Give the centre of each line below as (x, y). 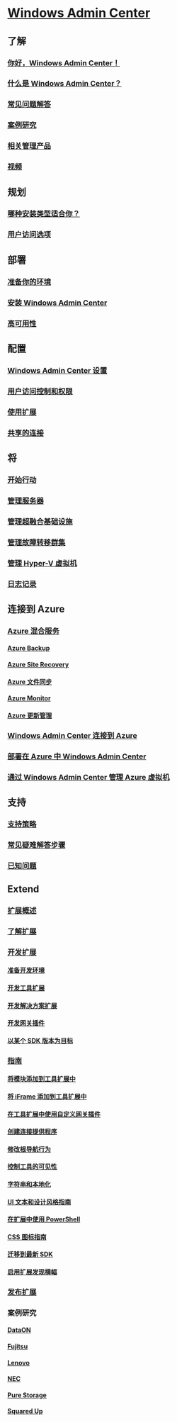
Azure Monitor (29, 698)
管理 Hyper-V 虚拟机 (42, 563)
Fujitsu (18, 1346)
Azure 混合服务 (34, 631)
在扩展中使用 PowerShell (44, 1219)
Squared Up (25, 1411)
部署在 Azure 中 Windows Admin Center (77, 756)
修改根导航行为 (29, 1149)
